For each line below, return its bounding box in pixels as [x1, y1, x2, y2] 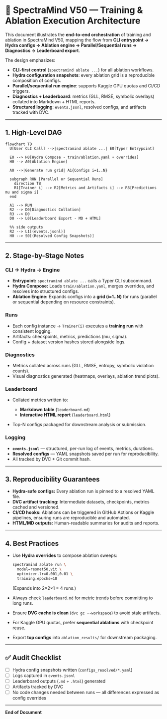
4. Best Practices [5, 539, 59, 548]
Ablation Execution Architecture [5, 15, 141, 26]
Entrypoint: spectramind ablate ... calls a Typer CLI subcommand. [12, 278, 153, 284]
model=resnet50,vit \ [17, 567, 62, 572]
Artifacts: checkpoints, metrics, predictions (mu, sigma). [12, 333, 128, 339]
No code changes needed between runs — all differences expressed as [12, 689, 160, 695]
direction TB [14, 181, 41, 186]
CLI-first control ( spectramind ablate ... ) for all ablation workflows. [12, 67, 154, 73]
